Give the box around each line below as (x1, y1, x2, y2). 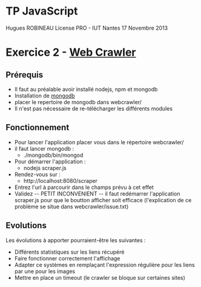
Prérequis (5, 70, 44, 80)
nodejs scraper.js (23, 164, 67, 171)
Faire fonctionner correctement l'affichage (14, 254, 120, 262)
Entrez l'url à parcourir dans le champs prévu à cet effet (14, 183, 154, 191)
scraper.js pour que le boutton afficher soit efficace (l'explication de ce (14, 196, 192, 203)
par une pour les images (14, 268, 76, 275)
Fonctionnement (5, 122, 70, 133)
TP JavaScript (5, 4, 78, 18)
